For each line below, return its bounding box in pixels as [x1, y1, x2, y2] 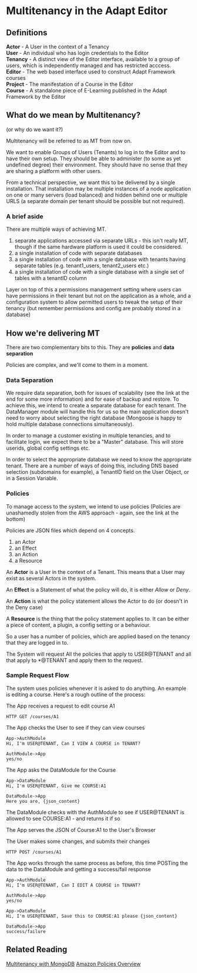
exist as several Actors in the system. [6, 574, 96, 582]
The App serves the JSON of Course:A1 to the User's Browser [6, 826, 156, 833]
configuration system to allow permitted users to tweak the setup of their [6, 298, 183, 305]
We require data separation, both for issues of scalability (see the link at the [6, 390, 189, 397]
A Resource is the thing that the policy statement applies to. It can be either [6, 615, 189, 622]
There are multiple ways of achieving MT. [6, 225, 107, 233]
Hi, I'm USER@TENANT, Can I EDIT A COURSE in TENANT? [6, 882, 141, 888]
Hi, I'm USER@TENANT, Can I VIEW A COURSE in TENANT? [6, 740, 141, 746]
